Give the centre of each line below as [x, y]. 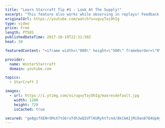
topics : [13, 78]
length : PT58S [20, 32]
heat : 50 [14, 42]
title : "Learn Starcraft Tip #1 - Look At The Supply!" [63, 10]
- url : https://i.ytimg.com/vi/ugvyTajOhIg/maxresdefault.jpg [74, 96]
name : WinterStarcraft [33, 64]
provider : [15, 60]
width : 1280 [26, 100]
